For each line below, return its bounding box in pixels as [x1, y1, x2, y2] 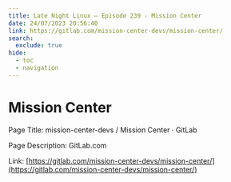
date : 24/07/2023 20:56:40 [8, 19, 98, 27]
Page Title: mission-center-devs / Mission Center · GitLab [8, 125, 197, 135]
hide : [8, 49, 26, 57]
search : [8, 34, 34, 42]
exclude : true [15, 42, 62, 50]
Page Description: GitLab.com [8, 140, 107, 150]
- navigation [15, 64, 59, 72]
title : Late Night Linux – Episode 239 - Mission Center [8, 11, 202, 20]
